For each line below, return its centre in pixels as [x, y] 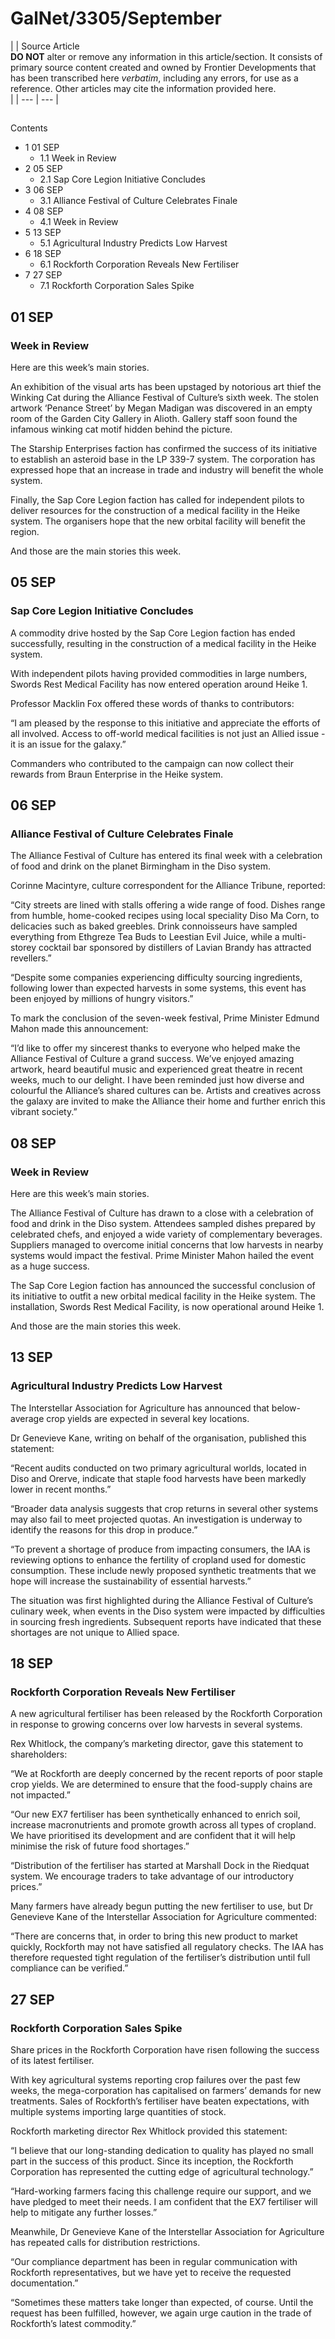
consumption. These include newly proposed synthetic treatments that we [163, 1570]
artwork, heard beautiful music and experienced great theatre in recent [156, 1069]
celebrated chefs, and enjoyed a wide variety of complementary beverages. [166, 1234]
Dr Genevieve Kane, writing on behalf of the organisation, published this [158, 1438]
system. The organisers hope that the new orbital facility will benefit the [158, 521]
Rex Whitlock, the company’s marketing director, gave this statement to [157, 1744]
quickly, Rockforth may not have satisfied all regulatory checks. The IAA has [167, 1947]
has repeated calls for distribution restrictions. [105, 2243]
